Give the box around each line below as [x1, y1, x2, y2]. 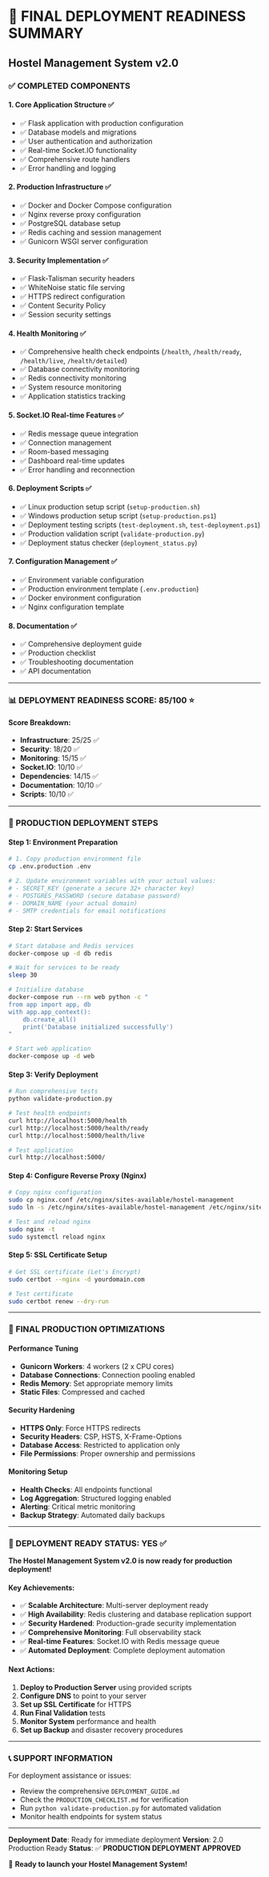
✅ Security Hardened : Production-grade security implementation [19, 1618, 237, 1629]
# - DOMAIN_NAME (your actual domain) [8, 899, 138, 908]
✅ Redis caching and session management [19, 228, 162, 237]
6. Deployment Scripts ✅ [8, 484, 92, 493]
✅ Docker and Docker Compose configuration [19, 200, 172, 210]
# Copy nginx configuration [8, 1189, 102, 1197]
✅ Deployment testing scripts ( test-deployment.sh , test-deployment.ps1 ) [19, 520, 261, 530]
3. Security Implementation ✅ [8, 256, 109, 265]
